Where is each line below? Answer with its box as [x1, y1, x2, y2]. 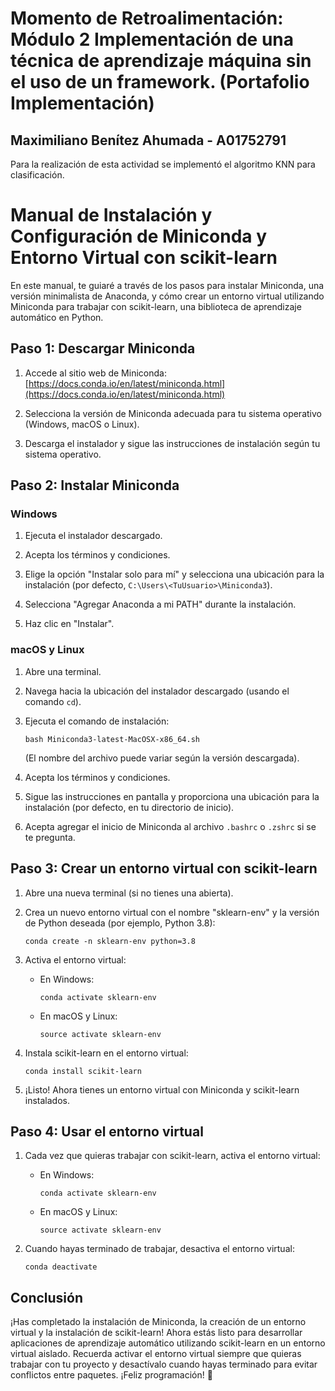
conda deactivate [24, 1262, 98, 1272]
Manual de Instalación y [10, 204, 213, 227]
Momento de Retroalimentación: [10, 7, 284, 30]
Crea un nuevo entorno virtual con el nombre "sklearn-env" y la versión [24, 906, 320, 918]
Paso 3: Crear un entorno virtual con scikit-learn [10, 860, 318, 877]
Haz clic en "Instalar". [24, 618, 115, 630]
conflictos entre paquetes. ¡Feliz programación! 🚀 [10, 1369, 213, 1381]
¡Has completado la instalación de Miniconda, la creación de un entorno [10, 1316, 307, 1328]
